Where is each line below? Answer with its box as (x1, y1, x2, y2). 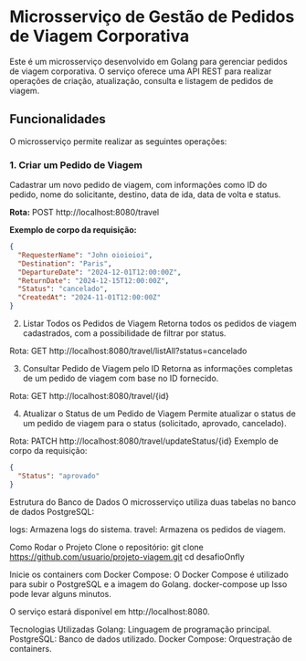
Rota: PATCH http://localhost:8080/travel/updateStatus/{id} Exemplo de (9, 435, 279, 446)
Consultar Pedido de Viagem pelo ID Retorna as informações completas (22, 363, 293, 374)
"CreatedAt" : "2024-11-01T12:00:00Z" (17, 293, 162, 302)
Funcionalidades (9, 111, 107, 127)
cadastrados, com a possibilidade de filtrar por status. (22, 328, 227, 339)
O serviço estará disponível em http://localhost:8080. (9, 605, 210, 617)
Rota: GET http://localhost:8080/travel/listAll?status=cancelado (9, 345, 248, 357)
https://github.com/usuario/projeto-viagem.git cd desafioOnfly (9, 551, 245, 562)
